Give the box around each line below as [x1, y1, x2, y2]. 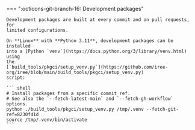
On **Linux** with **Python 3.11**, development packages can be [6, 38, 173, 44]
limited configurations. [6, 27, 69, 33]
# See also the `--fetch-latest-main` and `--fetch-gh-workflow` [6, 96, 173, 102]
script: [6, 75, 26, 81]
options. [6, 101, 28, 107]
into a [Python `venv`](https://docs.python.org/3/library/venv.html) [6, 48, 187, 54]
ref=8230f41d [6, 111, 39, 117]
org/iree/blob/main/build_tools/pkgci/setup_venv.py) [6, 69, 144, 75]
